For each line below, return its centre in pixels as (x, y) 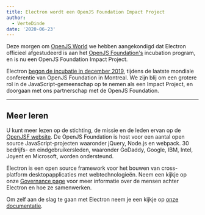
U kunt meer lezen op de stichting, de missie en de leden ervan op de (94, 130)
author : (16, 18)
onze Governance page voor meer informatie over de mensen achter (93, 181)
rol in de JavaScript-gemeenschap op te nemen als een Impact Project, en (100, 84)
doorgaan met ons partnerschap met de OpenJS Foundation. (83, 91)
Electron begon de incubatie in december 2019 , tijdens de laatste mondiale (100, 71)
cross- (170, 168)
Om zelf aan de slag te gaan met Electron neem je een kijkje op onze (92, 200)
